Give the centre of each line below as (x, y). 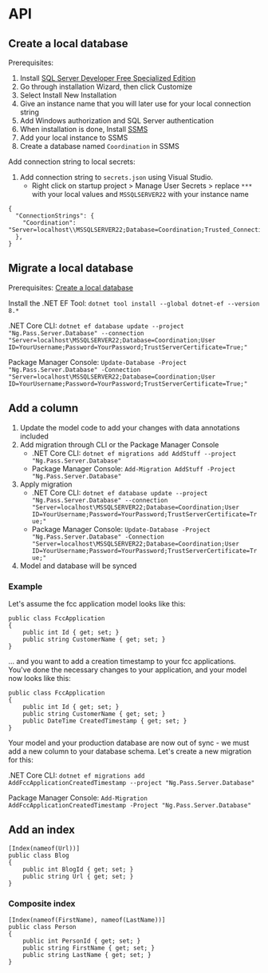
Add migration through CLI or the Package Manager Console (119, 444)
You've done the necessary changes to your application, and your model (128, 670)
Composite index (42, 903)
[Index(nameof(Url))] (44, 848)
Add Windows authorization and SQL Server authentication (116, 120)
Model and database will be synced (78, 566)
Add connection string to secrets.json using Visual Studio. (116, 177)
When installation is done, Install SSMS (84, 129)
